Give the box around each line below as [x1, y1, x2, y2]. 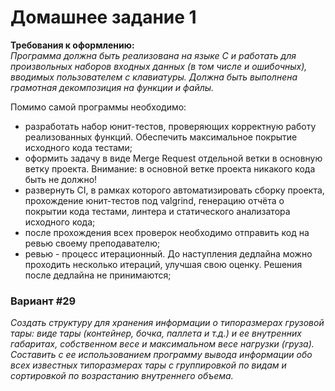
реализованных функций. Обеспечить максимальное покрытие [24, 131, 298, 143]
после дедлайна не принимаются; [24, 269, 172, 281]
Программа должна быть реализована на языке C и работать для [10, 49, 297, 61]
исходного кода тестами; [24, 141, 133, 153]
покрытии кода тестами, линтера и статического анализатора [24, 205, 291, 217]
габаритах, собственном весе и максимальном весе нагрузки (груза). [10, 338, 315, 350]
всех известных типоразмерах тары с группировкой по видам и [10, 359, 287, 371]
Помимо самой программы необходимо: [10, 101, 187, 113]
